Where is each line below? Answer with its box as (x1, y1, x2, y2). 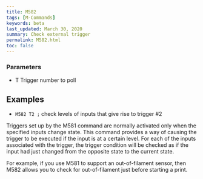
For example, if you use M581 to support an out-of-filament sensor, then (6, 159, 187, 167)
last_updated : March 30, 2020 (6, 25, 83, 32)
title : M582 (6, 8, 36, 15)
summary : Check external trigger (6, 32, 91, 38)
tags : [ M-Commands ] (6, 15, 56, 21)
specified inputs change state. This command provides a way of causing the (6, 128, 197, 135)
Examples (6, 94, 44, 104)
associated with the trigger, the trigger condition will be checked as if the (6, 141, 189, 149)
